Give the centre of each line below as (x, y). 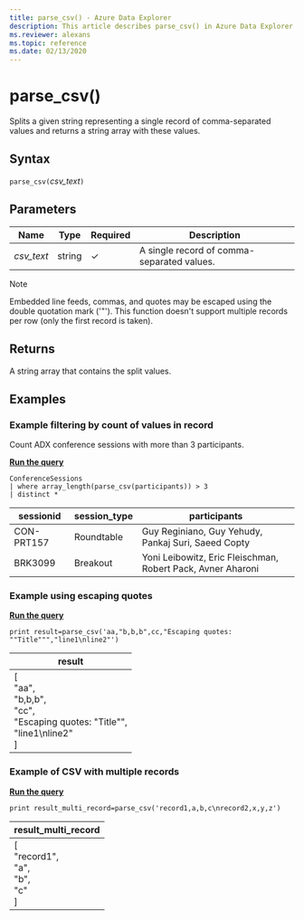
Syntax (30, 159)
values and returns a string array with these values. (105, 131)
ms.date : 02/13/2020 (48, 52)
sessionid (39, 517)
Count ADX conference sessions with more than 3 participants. (127, 445)
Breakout (93, 564)
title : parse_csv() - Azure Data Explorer (90, 18)
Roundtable (99, 537)
